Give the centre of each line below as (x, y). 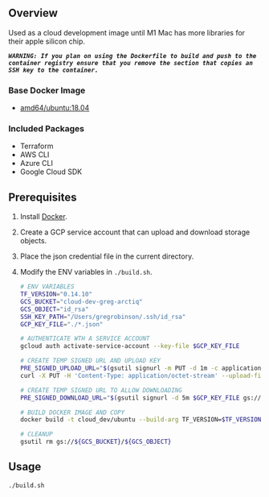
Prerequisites (43, 197)
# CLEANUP (37, 434)
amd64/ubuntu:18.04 (55, 108)
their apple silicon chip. (47, 41)
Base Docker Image (47, 90)
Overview (33, 13)
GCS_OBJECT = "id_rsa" (54, 309)
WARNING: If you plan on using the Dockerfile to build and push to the (132, 56)
